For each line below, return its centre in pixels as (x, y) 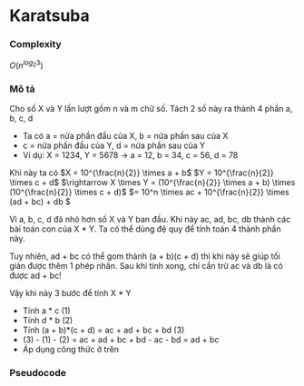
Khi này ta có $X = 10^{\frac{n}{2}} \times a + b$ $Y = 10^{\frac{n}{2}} (142, 173)
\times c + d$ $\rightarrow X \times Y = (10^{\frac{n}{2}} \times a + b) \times (152, 183)
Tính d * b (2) (48, 321)
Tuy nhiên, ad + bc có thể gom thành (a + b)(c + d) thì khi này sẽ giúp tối (145, 256)
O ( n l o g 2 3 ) (26, 64)
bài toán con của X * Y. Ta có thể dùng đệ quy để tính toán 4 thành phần (145, 229)
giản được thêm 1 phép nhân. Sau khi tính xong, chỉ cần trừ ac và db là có (146, 266)
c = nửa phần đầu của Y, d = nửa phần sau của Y (114, 145)
